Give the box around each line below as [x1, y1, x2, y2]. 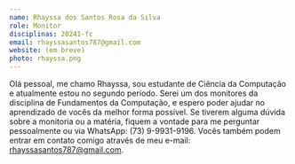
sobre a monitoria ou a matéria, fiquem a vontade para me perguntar [9, 116, 260, 127]
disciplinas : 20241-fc [9, 29, 93, 38]
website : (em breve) [9, 46, 86, 55]
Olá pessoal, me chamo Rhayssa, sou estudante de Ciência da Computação [9, 79, 287, 89]
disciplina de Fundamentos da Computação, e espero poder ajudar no [9, 98, 265, 107]
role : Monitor [9, 21, 62, 30]
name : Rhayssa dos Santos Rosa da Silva [9, 12, 162, 22]
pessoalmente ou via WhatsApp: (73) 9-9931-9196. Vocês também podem [9, 126, 282, 136]
